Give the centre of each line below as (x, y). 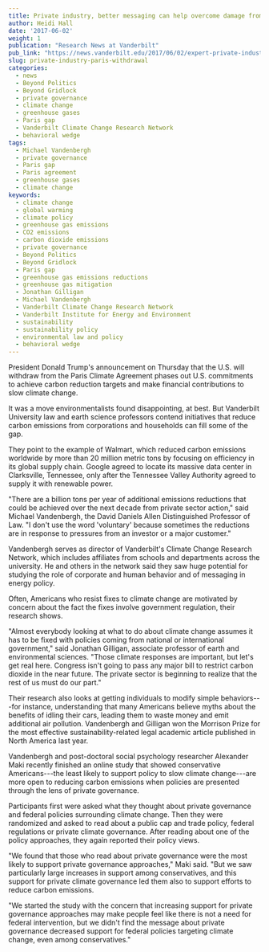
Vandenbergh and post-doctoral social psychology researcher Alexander (128, 757)
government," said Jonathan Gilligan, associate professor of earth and (124, 648)
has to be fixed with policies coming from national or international (116, 640)
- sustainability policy (57, 329)
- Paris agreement (46, 173)
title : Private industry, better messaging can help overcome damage (127, 16)
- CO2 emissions (42, 233)
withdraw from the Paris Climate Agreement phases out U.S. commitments (131, 376)
